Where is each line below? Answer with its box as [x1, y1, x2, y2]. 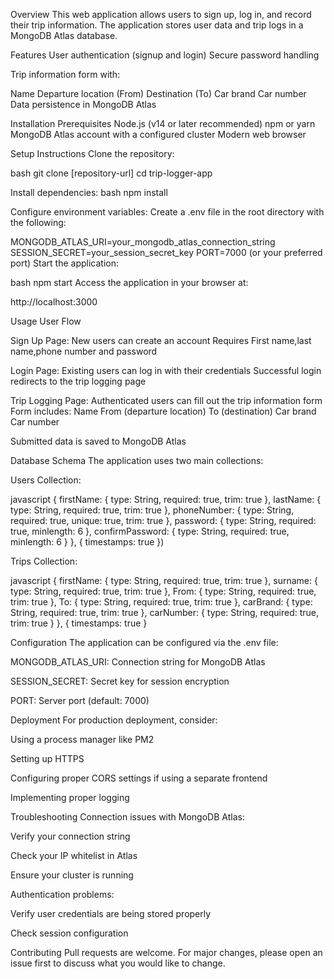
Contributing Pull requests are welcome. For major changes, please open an [10, 947, 323, 958]
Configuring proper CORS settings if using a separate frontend [10, 772, 268, 784]
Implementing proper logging [10, 792, 130, 803]
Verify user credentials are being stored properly [10, 908, 212, 919]
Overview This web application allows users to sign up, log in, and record [10, 9, 312, 20]
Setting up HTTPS [10, 753, 85, 764]
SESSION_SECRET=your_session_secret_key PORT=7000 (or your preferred [10, 247, 323, 258]
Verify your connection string [10, 830, 131, 842]
